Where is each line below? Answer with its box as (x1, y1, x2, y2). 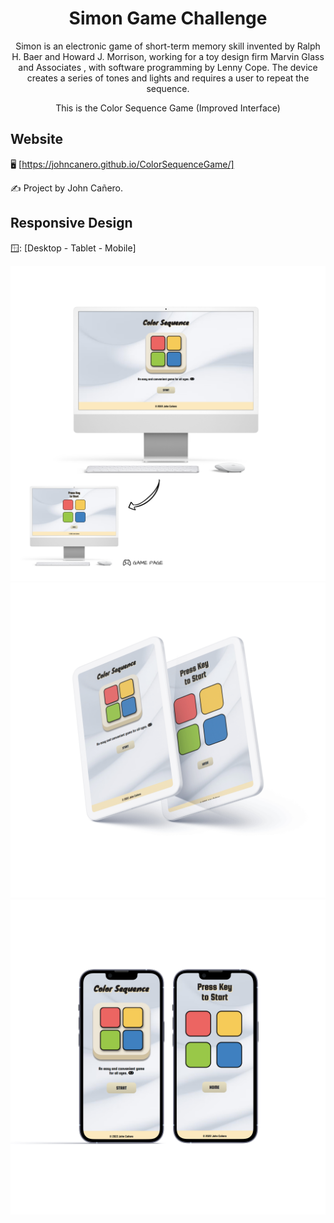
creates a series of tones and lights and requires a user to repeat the (26, 72, 310, 84)
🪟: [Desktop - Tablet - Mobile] (10, 242, 137, 254)
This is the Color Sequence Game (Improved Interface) (55, 102, 281, 114)
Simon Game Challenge (68, 7, 268, 30)
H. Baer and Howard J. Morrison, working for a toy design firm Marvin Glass (11, 50, 325, 62)
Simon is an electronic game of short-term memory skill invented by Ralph (15, 40, 321, 52)
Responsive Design (10, 215, 133, 232)
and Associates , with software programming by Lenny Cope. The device (18, 61, 318, 73)
